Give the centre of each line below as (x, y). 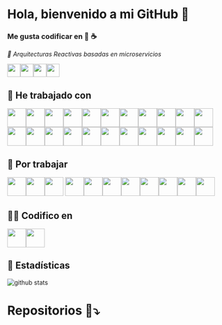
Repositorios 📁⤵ (54, 310)
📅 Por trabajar (38, 164)
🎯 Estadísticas (39, 265)
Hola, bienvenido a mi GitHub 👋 (98, 14)
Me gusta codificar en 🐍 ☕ (52, 36)
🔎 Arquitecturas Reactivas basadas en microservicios (84, 54)
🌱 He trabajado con (49, 95)
